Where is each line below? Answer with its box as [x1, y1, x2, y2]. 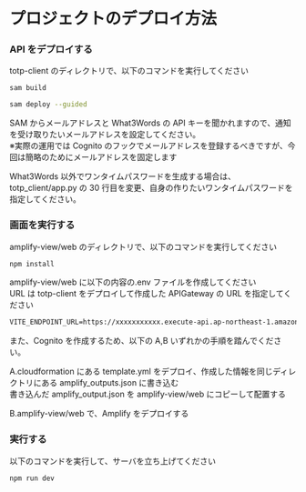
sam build [9, 84, 47, 93]
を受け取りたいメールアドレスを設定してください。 [9, 129, 201, 140]
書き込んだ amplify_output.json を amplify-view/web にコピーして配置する [9, 388, 287, 400]
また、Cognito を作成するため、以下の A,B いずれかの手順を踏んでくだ [9, 336, 274, 346]
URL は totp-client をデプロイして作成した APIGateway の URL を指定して [9, 288, 284, 299]
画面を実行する [9, 219, 76, 232]
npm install [9, 259, 55, 268]
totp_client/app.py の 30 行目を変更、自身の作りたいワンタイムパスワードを [9, 183, 293, 194]
